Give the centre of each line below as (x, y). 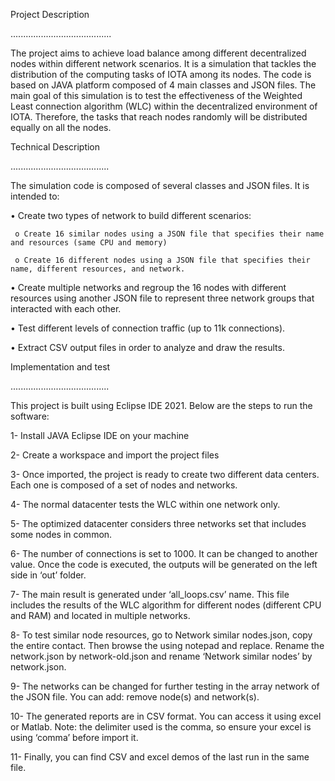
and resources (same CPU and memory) (89, 243)
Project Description (50, 14)
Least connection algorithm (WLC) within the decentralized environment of (164, 106)
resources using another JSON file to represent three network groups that (162, 298)
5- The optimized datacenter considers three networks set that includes (158, 523)
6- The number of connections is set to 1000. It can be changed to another (164, 553)
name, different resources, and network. (98, 269)
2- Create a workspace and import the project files (115, 455)
